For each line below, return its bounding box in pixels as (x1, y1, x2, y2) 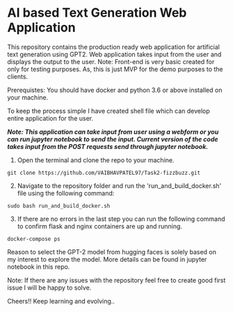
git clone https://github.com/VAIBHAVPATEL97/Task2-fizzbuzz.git (7, 169, 200, 176)
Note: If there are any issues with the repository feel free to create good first (7, 276, 226, 284)
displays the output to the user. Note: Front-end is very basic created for (7, 57, 215, 65)
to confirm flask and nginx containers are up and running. (17, 221, 183, 231)
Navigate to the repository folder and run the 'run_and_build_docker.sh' (17, 181, 222, 189)
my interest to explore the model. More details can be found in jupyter (7, 255, 207, 263)
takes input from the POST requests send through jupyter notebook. (7, 142, 209, 150)
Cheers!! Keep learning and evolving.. (7, 297, 115, 305)
